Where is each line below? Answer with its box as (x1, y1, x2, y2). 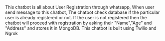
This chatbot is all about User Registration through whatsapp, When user (5, 4, 155, 10)
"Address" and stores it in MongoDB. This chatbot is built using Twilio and (5, 25, 157, 31)
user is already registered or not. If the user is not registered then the (5, 15, 147, 20)
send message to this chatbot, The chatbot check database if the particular (5, 9, 160, 15)
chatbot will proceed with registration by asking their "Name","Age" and (5, 20, 152, 26)
